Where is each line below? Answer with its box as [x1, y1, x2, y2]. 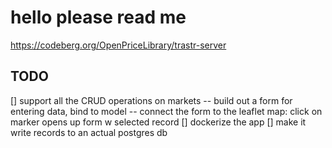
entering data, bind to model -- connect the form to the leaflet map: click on [10, 105, 323, 117]
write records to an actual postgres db [10, 126, 168, 138]
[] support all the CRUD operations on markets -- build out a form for [10, 94, 293, 106]
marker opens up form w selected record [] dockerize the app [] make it [10, 116, 307, 128]
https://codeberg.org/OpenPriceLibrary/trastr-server [10, 39, 227, 51]
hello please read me [10, 6, 187, 29]
